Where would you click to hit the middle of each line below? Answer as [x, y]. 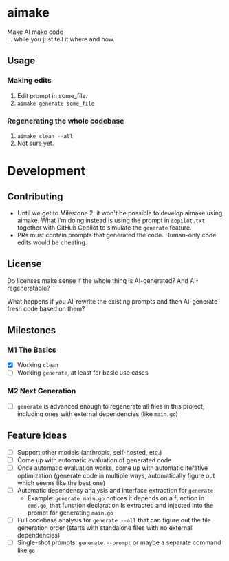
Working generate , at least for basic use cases [83, 373]
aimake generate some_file [56, 104]
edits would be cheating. [52, 242]
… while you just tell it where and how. [61, 39]
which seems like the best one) [61, 483]
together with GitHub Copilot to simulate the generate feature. [104, 227]
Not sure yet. [35, 143]
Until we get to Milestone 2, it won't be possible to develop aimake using [120, 213]
